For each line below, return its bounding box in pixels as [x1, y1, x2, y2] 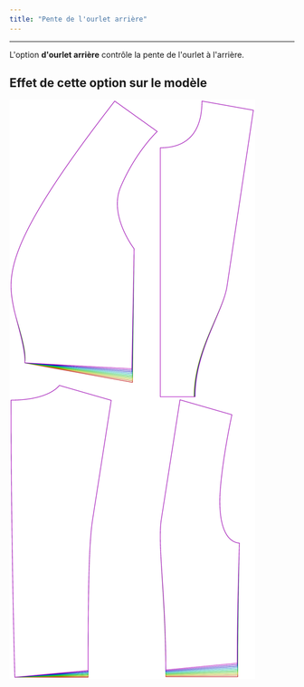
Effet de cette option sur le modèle [9, 75, 208, 91]
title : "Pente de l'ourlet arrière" [9, 14, 147, 24]
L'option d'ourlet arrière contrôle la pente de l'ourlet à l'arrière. [9, 49, 244, 60]
